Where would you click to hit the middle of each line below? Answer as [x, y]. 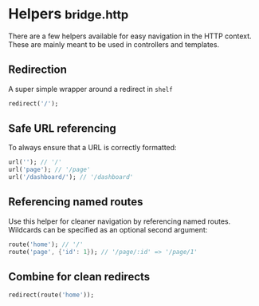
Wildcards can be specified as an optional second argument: [108, 229]
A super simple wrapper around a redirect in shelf [90, 89]
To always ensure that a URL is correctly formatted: [92, 148]
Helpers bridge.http [69, 14]
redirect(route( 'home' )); [51, 295]
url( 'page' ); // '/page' [49, 170]
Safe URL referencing [63, 129]
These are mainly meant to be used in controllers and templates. [114, 44]
